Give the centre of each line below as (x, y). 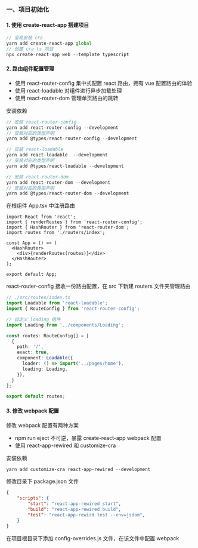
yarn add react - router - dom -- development (58, 182)
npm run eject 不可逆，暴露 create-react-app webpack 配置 (88, 438)
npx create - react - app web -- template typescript (68, 54)
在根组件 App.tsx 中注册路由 (41, 206)
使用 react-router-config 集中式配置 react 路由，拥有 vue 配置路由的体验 (103, 83)
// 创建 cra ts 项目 (30, 49)
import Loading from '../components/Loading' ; (65, 325)
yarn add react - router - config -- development (62, 127)
